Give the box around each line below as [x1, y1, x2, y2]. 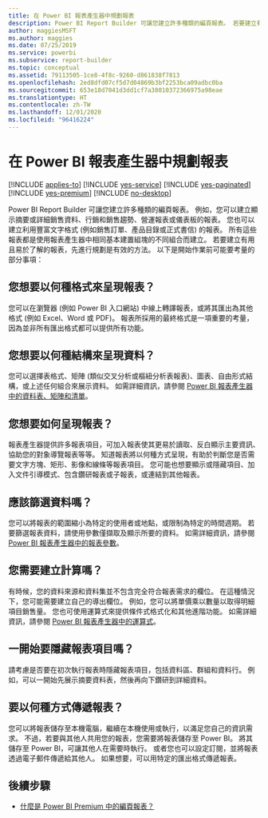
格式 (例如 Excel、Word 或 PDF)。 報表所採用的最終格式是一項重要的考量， [8, 313, 254, 322]
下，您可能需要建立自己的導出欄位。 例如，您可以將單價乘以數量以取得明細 [8, 597, 255, 606]
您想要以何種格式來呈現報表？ [8, 281, 156, 294]
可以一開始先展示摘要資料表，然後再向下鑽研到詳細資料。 [22, 675, 211, 684]
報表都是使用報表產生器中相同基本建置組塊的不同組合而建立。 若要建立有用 [8, 234, 255, 244]
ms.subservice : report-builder [8, 57, 112, 65]
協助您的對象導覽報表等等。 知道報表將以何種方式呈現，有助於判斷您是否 [8, 449, 248, 460]
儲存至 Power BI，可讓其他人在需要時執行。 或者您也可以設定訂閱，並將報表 [8, 743, 258, 752]
